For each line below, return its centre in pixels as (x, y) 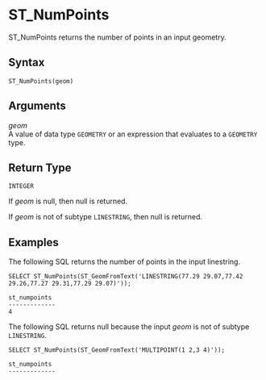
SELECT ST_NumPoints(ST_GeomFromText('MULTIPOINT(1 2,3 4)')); (117, 350)
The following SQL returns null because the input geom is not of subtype (129, 327)
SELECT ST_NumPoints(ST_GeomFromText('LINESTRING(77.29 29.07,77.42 (126, 277)
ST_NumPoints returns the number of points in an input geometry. (118, 37)
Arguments (37, 106)
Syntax (27, 63)
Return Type (40, 167)
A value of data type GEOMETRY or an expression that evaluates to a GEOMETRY (133, 134)
